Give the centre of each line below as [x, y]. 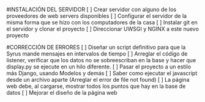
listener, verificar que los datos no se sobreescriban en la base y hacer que [101, 60]
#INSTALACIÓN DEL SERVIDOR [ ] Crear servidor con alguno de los [91, 9]
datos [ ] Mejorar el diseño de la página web [62, 93]
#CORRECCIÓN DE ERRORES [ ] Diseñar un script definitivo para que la [96, 47]
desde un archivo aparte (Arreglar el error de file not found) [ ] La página [98, 80]
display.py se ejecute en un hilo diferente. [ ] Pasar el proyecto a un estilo [99, 67]
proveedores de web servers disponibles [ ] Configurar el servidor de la [97, 16]
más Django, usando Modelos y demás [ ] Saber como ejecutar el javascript [102, 73]
